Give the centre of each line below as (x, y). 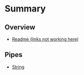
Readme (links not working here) (45, 39)
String (18, 67)
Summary (25, 9)
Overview (20, 27)
